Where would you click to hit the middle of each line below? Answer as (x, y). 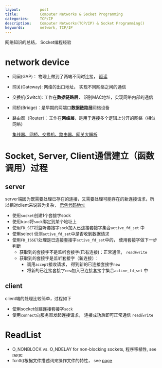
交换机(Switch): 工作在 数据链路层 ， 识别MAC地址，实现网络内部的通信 (82, 97)
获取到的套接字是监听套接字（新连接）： (59, 258)
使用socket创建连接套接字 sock (42, 309)
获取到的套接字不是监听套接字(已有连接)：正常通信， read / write (83, 252)
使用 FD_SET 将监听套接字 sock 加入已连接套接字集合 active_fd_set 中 (78, 228)
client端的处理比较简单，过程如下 (38, 298)
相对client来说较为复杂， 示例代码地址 (47, 205)
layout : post (27, 10)
